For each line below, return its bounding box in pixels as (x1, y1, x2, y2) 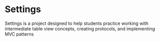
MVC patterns (5, 31, 34, 37)
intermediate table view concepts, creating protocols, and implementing (5, 25, 155, 31)
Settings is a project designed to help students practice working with (5, 20, 149, 26)
